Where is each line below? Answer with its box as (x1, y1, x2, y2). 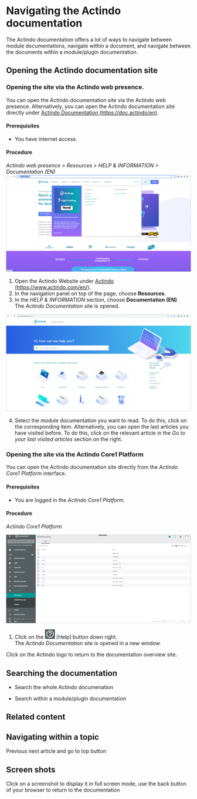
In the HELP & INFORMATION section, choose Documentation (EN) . (14, 296, 179, 303)
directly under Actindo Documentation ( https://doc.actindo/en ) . (6, 109, 159, 116)
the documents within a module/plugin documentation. (6, 48, 138, 55)
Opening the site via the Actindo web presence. (6, 83, 145, 92)
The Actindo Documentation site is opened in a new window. (14, 640, 161, 647)
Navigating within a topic (6, 732, 100, 742)
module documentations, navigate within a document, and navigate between (6, 42, 191, 49)
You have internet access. (14, 135, 78, 142)
